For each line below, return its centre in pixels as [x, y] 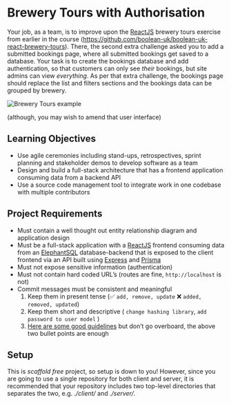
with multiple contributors [54, 192]
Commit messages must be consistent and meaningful [94, 289]
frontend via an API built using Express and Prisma [89, 259]
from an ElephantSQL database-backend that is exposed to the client [115, 252]
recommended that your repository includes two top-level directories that [111, 386]
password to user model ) [63, 319]
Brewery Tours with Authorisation [106, 13]
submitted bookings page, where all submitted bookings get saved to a [108, 54]
